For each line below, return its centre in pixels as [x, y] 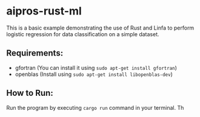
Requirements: [35, 53]
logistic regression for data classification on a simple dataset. [83, 34]
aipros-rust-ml [44, 11]
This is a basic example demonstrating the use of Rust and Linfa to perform [100, 28]
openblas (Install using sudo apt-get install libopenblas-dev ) [94, 74]
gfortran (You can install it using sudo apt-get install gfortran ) [96, 68]
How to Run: [30, 93]
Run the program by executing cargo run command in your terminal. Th [95, 107]
